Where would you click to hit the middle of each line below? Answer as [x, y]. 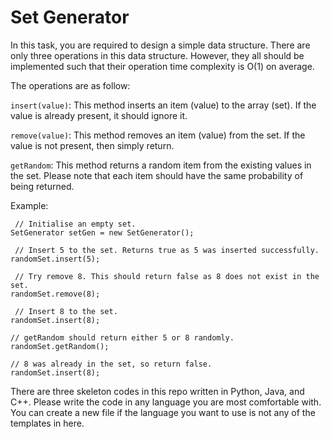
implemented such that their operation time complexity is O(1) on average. [162, 66]
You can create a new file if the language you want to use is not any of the [163, 412]
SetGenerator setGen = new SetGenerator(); [102, 232]
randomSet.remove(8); [55, 294]
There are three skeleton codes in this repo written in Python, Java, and [157, 391]
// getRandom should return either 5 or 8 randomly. [122, 337]
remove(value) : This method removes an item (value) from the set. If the [158, 135]
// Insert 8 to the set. [66, 311]
